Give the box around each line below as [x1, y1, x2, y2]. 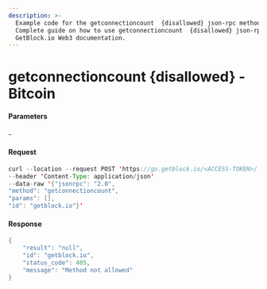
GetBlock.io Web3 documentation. [15, 33, 126, 42]
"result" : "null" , [22, 244, 83, 252]
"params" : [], [8, 195, 56, 202]
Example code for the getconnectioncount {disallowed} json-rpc [15, 19, 237, 27]
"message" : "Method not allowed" [22, 266, 133, 274]
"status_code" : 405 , [22, 259, 91, 267]
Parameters [8, 112, 48, 121]
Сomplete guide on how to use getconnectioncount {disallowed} [15, 26, 233, 34]
